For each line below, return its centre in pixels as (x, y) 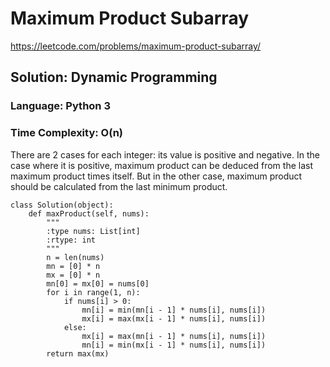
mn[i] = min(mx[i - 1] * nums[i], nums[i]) (174, 345)
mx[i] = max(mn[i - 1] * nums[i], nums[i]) (174, 336)
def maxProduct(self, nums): (89, 213)
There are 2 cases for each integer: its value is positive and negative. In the (165, 154)
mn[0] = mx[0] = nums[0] (98, 283)
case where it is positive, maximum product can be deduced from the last (161, 165)
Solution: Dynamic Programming (114, 77)
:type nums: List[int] (93, 231)
